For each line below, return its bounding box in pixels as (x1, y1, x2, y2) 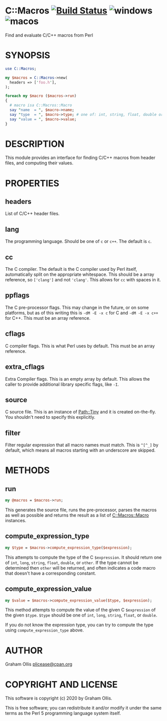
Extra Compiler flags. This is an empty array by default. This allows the (5, 376, 150, 382)
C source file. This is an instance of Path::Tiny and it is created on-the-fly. (5, 409, 157, 415)
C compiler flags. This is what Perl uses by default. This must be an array (5, 343, 155, 349)
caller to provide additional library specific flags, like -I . (5, 381, 119, 387)
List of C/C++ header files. (5, 210, 60, 217)
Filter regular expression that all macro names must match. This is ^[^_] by (5, 442, 159, 448)
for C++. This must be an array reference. (5, 315, 91, 321)
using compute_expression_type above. (5, 627, 84, 633)
